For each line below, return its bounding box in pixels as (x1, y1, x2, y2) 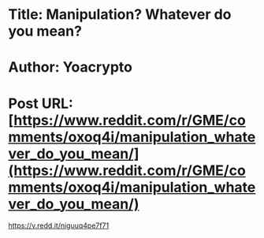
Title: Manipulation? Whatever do (8, 6, 232, 24)
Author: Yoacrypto (8, 58, 132, 76)
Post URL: (8, 95, 73, 112)
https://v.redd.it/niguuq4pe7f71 (8, 221, 110, 230)
